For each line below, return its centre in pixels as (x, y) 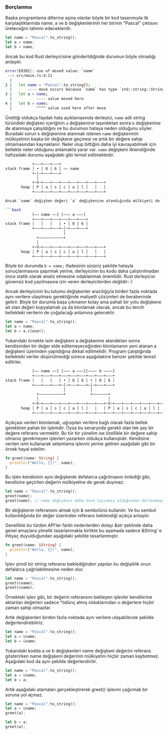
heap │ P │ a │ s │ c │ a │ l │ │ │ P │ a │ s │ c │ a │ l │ (90, 408)
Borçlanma (19, 7)
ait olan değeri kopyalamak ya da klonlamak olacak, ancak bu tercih (75, 307)
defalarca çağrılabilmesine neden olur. (44, 569)
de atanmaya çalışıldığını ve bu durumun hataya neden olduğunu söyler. (79, 128)
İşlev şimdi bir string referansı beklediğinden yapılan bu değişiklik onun (78, 564)
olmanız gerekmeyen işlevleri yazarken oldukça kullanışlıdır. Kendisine (77, 438)
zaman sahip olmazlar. (28, 608)
